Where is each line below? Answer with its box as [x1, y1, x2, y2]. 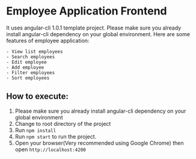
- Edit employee [6, 59, 47, 65]
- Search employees [6, 54, 55, 60]
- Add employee [6, 64, 44, 70]
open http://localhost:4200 [14, 146, 86, 153]
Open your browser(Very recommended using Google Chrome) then [14, 139, 184, 146]
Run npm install [14, 126, 57, 134]
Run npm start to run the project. [14, 132, 97, 140]
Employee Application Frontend [6, 4, 167, 18]
